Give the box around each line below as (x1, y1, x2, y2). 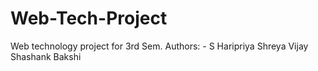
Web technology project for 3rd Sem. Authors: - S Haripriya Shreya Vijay (10, 40, 309, 52)
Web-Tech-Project (10, 7, 168, 30)
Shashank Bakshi (10, 50, 82, 62)
